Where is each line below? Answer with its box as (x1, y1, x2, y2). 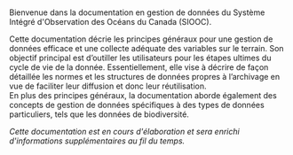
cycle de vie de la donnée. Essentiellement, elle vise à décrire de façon (9, 62, 269, 73)
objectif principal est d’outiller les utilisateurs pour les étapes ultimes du (9, 52, 272, 64)
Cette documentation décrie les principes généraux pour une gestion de (9, 34, 273, 44)
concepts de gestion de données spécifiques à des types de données (9, 100, 265, 111)
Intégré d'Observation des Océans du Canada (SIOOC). (9, 17, 212, 27)
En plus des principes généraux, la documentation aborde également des (9, 90, 277, 101)
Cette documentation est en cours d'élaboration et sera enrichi (9, 127, 240, 137)
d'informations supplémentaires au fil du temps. (9, 136, 186, 146)
